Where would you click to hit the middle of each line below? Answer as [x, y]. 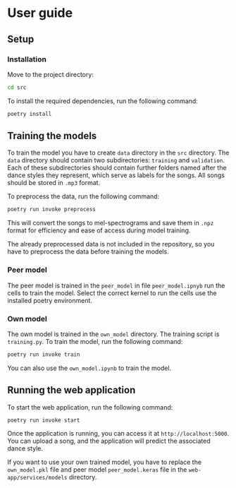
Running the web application [72, 390]
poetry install [30, 114]
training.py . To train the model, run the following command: [95, 341]
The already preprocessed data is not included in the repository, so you [111, 244]
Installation [27, 59]
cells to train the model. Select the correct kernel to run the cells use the [112, 293]
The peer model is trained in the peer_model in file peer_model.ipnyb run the [116, 285]
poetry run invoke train [44, 355]
